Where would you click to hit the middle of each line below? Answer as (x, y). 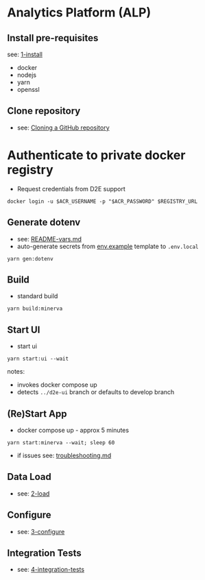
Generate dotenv (44, 222)
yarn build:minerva (35, 309)
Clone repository (44, 111)
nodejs (26, 75)
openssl (28, 89)
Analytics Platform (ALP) (79, 13)
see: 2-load (33, 493)
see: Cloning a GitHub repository (63, 128)
